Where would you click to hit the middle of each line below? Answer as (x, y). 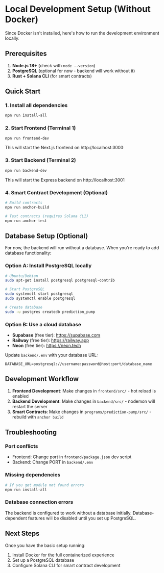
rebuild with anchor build (38, 417)
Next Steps (22, 534)
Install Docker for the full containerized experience (63, 555)
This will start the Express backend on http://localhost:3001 (65, 180)
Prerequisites (26, 54)
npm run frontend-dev (27, 138)
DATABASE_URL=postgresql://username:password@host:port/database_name (79, 364)
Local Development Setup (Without (78, 9)
